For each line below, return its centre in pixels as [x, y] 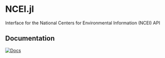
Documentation [30, 38]
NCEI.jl [20, 9]
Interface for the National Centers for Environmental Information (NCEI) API [83, 23]
